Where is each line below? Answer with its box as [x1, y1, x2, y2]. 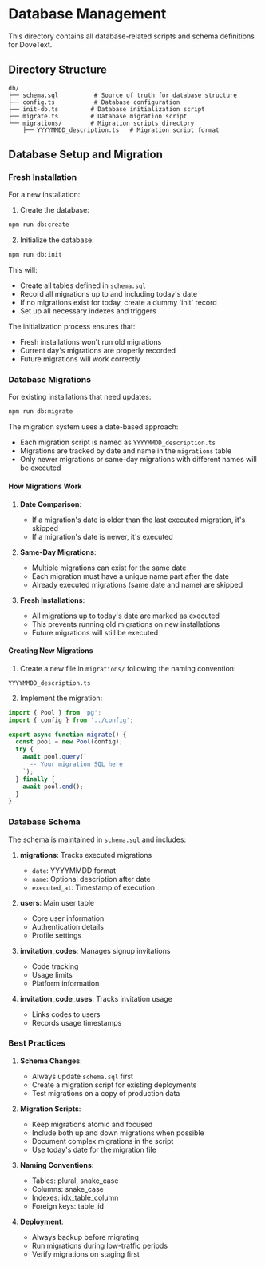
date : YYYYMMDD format [31, 865, 117, 875]
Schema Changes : [19, 1056, 82, 1066]
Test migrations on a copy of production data [31, 1088, 180, 1098]
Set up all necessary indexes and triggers [19, 306, 157, 316]
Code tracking [31, 961, 79, 971]
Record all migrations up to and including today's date [19, 289, 198, 299]
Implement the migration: [19, 693, 103, 703]
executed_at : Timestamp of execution [31, 883, 156, 892]
